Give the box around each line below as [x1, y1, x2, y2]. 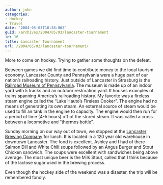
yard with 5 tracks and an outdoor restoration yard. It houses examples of [5, 87, 154, 93]
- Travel [5, 21, 23, 26]
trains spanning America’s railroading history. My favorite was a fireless [5, 93, 150, 99]
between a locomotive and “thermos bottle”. [5, 119, 94, 125]
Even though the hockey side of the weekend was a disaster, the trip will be [5, 169, 158, 175]
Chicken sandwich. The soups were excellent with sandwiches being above [5, 149, 158, 155]
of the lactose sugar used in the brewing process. [5, 159, 106, 165]
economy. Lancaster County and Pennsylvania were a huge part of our [5, 72, 148, 78]
